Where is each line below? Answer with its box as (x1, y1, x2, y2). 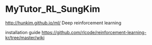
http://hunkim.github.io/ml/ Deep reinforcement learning (5, 20, 122, 26)
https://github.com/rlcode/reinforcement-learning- (41, 29, 147, 35)
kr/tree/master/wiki (5, 35, 45, 41)
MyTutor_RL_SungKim (5, 3, 101, 15)
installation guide (5, 29, 41, 35)
